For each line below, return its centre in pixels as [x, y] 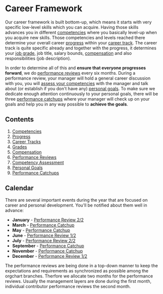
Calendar [19, 188]
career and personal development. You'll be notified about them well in [76, 205]
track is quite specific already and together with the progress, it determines [81, 48]
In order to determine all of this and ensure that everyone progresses [76, 68]
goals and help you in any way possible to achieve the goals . [67, 104]
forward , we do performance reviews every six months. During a [70, 73]
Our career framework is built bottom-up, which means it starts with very [79, 22]
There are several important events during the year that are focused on [76, 200]
